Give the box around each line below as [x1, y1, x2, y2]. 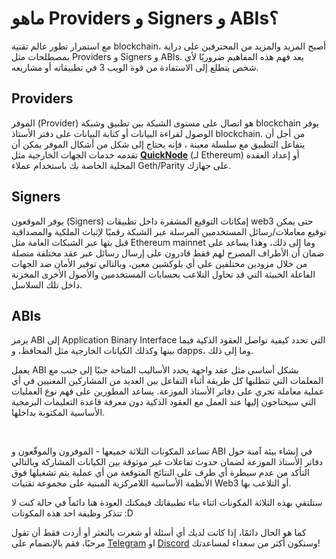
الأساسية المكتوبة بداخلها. [11, 407, 106, 419]
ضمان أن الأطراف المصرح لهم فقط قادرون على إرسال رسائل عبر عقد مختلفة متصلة [11, 247, 325, 259]
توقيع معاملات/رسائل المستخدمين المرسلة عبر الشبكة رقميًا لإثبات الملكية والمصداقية [11, 225, 327, 237]
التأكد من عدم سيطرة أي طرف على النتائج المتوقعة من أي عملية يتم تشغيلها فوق [11, 467, 310, 479]
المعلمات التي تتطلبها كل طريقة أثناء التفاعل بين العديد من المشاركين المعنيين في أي [11, 375, 324, 387]
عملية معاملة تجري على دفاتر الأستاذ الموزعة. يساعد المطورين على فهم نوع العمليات [11, 385, 325, 397]
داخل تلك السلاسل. [11, 278, 83, 291]
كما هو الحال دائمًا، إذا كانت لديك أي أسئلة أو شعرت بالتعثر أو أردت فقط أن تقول [11, 527, 307, 539]
